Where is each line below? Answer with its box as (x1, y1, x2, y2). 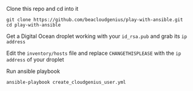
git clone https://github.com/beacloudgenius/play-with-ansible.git (6, 17, 183, 23)
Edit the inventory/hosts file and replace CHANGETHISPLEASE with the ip (6, 49, 181, 57)
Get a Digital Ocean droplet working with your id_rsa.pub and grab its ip (6, 33, 187, 40)
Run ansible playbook (6, 67, 61, 75)
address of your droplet (6, 56, 64, 63)
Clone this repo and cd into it (6, 5, 79, 12)
